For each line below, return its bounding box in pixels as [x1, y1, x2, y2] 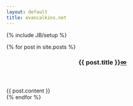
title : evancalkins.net [6, 15, 67, 21]
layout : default [6, 9, 48, 15]
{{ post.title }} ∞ [78, 58, 127, 67]
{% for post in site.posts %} [6, 43, 76, 51]
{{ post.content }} [6, 87, 51, 94]
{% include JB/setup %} [6, 31, 67, 38]
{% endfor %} [6, 94, 41, 101]
